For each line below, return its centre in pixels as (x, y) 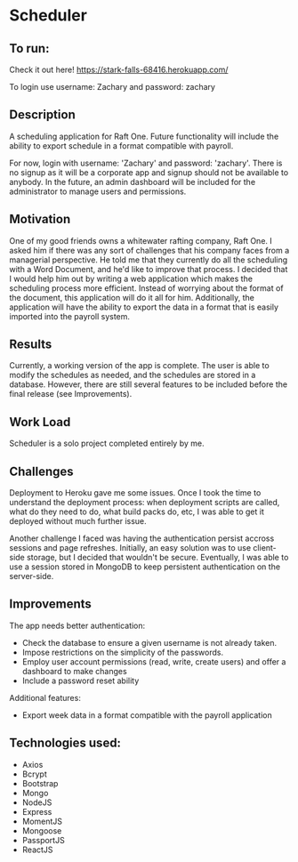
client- (265, 548)
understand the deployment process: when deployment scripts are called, (145, 503)
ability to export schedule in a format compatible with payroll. (121, 145)
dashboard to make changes (74, 671)
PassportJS (43, 840)
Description (42, 115)
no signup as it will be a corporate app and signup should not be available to (149, 172)
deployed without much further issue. (78, 521)
